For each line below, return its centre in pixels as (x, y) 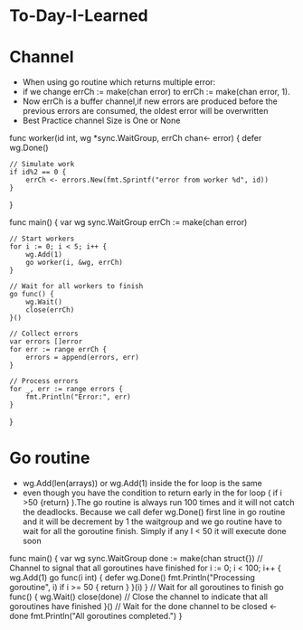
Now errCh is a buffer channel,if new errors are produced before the (150, 101)
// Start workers (42, 239)
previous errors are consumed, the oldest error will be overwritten (145, 111)
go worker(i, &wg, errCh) (75, 263)
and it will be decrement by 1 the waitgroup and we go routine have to (152, 522)
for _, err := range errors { (66, 390)
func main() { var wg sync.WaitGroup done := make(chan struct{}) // (136, 559)
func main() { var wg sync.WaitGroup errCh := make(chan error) (128, 222)
